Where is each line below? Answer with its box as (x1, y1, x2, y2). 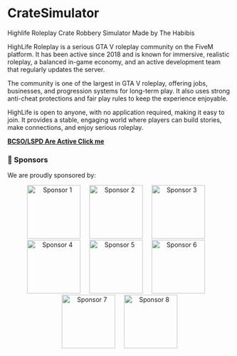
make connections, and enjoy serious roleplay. (7, 123, 144, 131)
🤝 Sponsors (7, 155, 48, 165)
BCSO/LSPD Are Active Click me (7, 137, 105, 146)
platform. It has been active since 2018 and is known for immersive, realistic (7, 50, 230, 59)
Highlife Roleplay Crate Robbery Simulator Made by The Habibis (7, 29, 195, 37)
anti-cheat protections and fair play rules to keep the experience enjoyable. (7, 94, 228, 103)
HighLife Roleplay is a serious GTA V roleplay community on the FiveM (7, 42, 214, 51)
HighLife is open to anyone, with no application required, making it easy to (7, 108, 225, 116)
